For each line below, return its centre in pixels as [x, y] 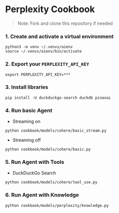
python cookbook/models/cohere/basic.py [48, 150]
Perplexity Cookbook [50, 9]
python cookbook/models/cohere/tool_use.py [51, 182]
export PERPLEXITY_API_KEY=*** [38, 74]
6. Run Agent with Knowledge [42, 195]
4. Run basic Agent [29, 110]
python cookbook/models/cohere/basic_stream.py [56, 131]
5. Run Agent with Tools [35, 162]
